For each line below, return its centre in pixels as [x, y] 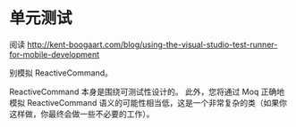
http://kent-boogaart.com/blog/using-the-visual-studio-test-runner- [152, 44]
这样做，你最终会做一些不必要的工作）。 [82, 114]
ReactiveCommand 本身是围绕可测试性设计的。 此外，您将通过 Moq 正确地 [147, 91]
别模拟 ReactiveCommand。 [61, 73]
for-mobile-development [55, 54]
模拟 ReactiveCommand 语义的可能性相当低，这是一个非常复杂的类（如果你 [148, 102]
